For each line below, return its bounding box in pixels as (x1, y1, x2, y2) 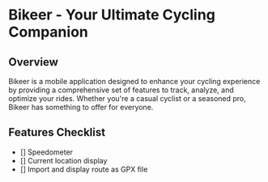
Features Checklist (8, 125, 106, 139)
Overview (8, 55, 59, 69)
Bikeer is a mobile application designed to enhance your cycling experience (8, 77, 261, 86)
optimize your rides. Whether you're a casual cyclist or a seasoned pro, (8, 94, 247, 103)
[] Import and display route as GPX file (19, 164, 148, 174)
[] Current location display (19, 155, 108, 165)
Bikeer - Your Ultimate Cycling (8, 6, 216, 24)
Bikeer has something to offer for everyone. (8, 103, 154, 112)
